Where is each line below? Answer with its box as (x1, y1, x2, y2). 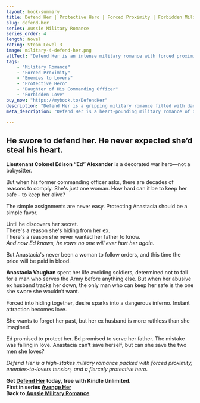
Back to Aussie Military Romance (6, 390, 90, 397)
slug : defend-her (6, 20, 49, 26)
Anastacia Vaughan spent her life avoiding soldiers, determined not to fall (6, 269, 188, 276)
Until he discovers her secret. (6, 221, 79, 228)
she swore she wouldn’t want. (6, 288, 80, 295)
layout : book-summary (6, 8, 60, 15)
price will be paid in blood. (6, 257, 71, 265)
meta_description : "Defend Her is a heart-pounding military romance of (6, 108, 190, 114)
